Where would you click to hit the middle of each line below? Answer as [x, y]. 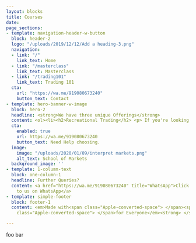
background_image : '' [38, 164]
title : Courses [24, 17]
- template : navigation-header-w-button [56, 33]
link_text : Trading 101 [45, 83]
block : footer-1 [31, 202]
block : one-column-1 [36, 175]
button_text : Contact [43, 98]
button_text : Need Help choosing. [58, 142]
